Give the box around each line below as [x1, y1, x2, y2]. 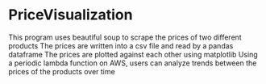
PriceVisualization [8, 6, 133, 24]
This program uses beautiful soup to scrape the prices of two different [8, 32, 242, 42]
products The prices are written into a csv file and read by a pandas [8, 40, 234, 50]
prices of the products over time [8, 66, 115, 76]
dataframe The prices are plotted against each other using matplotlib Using [8, 49, 258, 59]
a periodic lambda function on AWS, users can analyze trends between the [8, 58, 257, 68]
